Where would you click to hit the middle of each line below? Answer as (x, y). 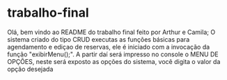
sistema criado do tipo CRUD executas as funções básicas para (99, 39)
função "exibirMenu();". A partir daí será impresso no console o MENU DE (113, 54)
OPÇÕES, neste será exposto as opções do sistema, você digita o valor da (114, 61)
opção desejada (30, 69)
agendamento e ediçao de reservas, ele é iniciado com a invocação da (109, 47)
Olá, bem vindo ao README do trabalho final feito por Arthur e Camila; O (111, 32)
